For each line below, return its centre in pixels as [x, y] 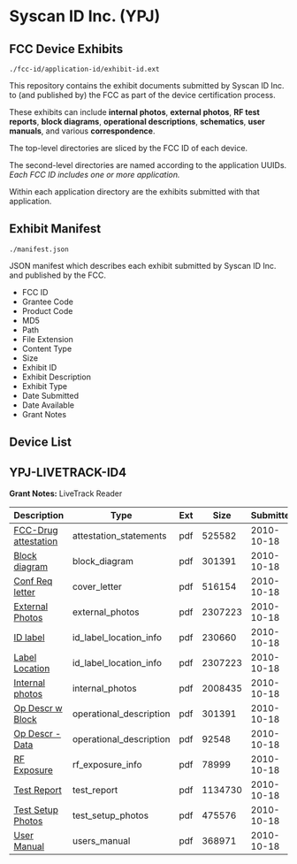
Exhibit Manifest [55, 229]
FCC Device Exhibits [66, 49]
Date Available [48, 405]
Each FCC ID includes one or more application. [95, 175]
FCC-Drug [36, 531]
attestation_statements [119, 536]
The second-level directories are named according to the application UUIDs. [148, 165]
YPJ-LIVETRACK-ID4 [68, 472]
